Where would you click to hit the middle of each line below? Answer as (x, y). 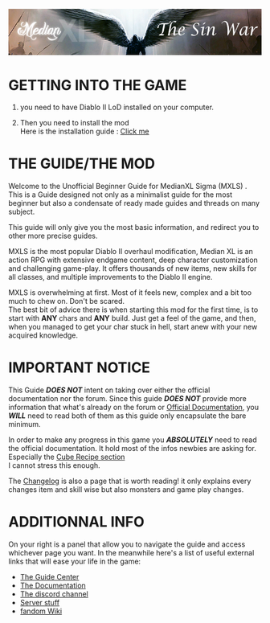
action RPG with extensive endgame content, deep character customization (133, 260)
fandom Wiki (41, 611)
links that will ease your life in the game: (75, 562)
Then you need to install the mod (75, 123)
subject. (22, 212)
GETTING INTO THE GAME (98, 85)
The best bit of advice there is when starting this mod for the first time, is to (133, 309)
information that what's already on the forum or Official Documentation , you (134, 408)
